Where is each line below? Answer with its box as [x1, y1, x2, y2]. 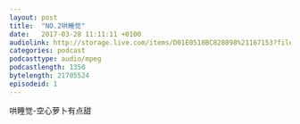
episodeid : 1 [9, 79, 58, 88]
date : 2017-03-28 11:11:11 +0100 [9, 29, 142, 38]
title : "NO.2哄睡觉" [9, 21, 86, 30]
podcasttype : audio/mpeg [9, 54, 102, 63]
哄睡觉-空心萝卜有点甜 [9, 104, 92, 116]
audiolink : [9, 37, 50, 47]
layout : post [9, 12, 58, 22]
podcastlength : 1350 [9, 63, 87, 72]
